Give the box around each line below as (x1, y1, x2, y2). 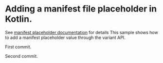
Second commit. (5, 53, 38, 59)
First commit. (5, 44, 32, 50)
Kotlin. (5, 13, 33, 25)
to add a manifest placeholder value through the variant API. (5, 35, 126, 40)
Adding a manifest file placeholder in (5, 3, 157, 14)
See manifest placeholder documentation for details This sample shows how (5, 29, 158, 35)
